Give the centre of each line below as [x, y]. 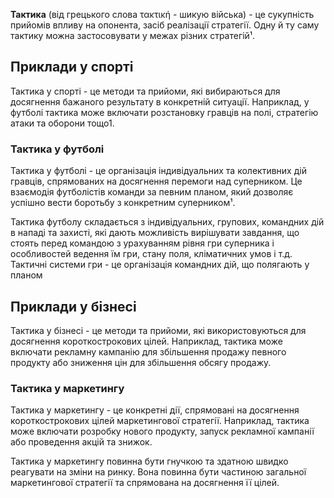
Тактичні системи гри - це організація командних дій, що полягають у [160, 265]
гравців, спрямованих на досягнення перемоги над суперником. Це [156, 181]
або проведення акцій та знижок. [81, 442]
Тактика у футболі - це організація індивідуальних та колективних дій [158, 171]
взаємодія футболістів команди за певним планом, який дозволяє [152, 192]
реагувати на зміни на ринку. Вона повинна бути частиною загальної [158, 472]
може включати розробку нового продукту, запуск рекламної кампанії [162, 431]
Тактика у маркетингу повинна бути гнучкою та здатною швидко [149, 461]
